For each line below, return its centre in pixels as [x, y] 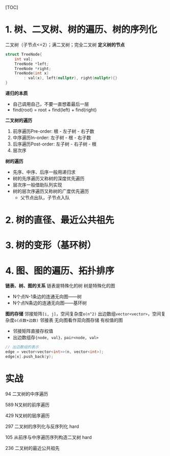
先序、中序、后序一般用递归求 [44, 172]
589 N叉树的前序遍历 [28, 404]
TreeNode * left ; [32, 64]
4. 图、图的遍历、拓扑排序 [60, 271]
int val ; [24, 59]
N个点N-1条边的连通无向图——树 [47, 297]
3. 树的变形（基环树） [51, 245]
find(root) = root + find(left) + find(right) [55, 110]
